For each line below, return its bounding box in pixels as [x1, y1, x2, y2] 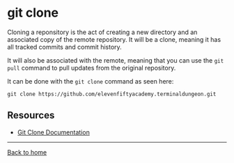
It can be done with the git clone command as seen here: [7, 77, 174, 85]
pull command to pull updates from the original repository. [7, 63, 176, 72]
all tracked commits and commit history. [7, 42, 122, 51]
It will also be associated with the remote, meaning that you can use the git [7, 56, 224, 64]
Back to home [7, 148, 47, 156]
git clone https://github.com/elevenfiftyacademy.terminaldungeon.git [7, 91, 217, 98]
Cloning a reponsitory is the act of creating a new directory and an [7, 28, 198, 36]
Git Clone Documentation [17, 127, 91, 137]
